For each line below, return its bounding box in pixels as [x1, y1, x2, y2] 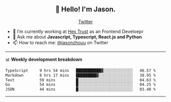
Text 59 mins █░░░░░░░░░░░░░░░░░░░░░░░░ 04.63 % [5, 77, 156, 83]
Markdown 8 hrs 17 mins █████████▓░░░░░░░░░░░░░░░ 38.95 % [5, 73, 156, 78]
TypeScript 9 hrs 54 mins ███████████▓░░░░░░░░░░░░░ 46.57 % [5, 68, 156, 73]
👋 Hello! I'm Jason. [55, 5, 116, 14]
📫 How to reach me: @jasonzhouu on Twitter [12, 39, 108, 46]
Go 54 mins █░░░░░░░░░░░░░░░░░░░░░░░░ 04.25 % [5, 82, 156, 87]
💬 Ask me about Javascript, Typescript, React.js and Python [12, 33, 142, 40]
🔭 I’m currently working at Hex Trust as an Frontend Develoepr [12, 28, 144, 35]
